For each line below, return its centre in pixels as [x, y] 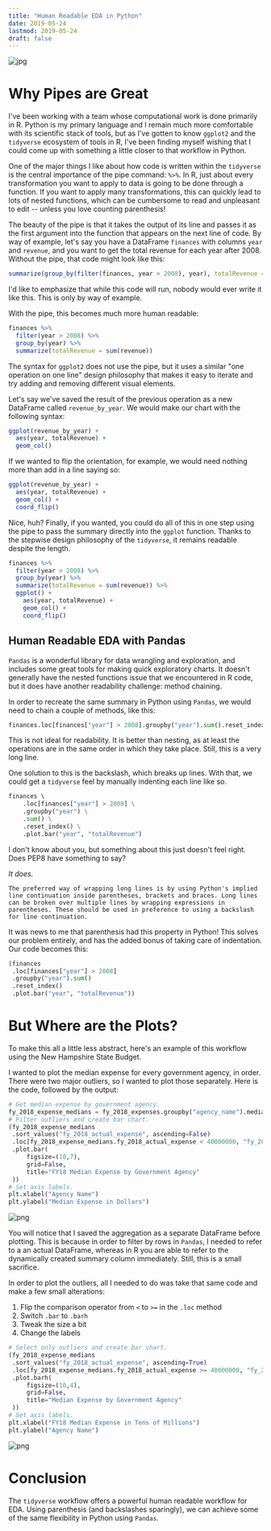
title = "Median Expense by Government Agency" [104, 1400]
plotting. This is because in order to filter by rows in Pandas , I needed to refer [135, 1242]
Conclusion [48, 1478]
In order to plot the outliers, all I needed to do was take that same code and [133, 1283]
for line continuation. [48, 917]
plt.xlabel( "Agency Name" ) [54, 1194]
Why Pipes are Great [79, 94]
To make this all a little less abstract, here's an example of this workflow [128, 1048]
